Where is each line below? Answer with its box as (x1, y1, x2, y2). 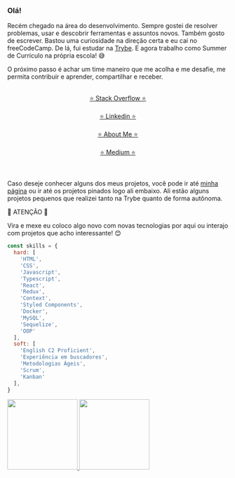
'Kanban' (20, 373, 46, 380)
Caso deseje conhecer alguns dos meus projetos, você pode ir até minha (7, 179, 219, 188)
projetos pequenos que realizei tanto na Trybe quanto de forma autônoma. (7, 194, 223, 202)
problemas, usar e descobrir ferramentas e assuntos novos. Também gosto (7, 29, 225, 37)
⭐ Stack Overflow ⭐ (89, 94, 147, 103)
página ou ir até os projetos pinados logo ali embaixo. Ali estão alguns (7, 187, 209, 195)
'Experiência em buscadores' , (20, 354, 109, 361)
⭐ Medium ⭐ (100, 148, 136, 157)
